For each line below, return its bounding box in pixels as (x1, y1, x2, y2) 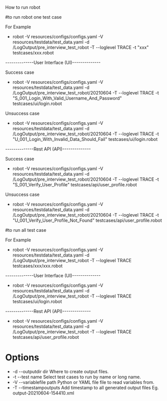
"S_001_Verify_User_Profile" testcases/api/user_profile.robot (12, 182, 137, 187)
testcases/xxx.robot (12, 50, 54, 56)
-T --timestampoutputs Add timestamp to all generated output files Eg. (12, 384, 159, 390)
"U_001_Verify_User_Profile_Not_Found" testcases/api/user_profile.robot (12, 217, 162, 223)
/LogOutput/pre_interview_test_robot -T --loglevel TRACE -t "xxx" (12, 44, 149, 50)
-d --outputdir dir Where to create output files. (12, 368, 109, 374)
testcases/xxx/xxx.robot (12, 263, 63, 269)
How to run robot (5, 5, 41, 10)
